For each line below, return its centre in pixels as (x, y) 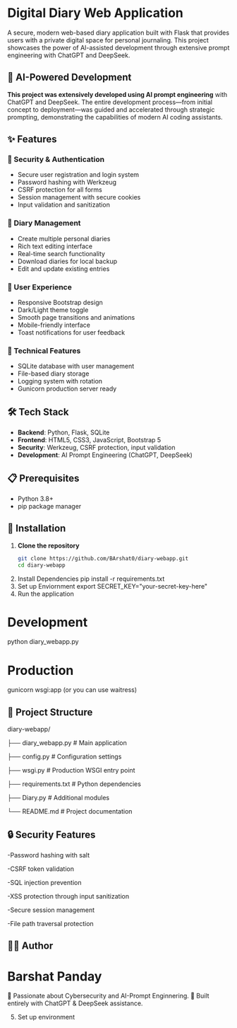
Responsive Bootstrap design (60, 303)
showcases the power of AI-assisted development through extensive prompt (119, 47)
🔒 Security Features (51, 834)
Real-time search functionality (61, 253)
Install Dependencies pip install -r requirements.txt (91, 579)
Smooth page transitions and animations (76, 318)
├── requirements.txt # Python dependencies (74, 784)
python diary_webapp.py (43, 642)
